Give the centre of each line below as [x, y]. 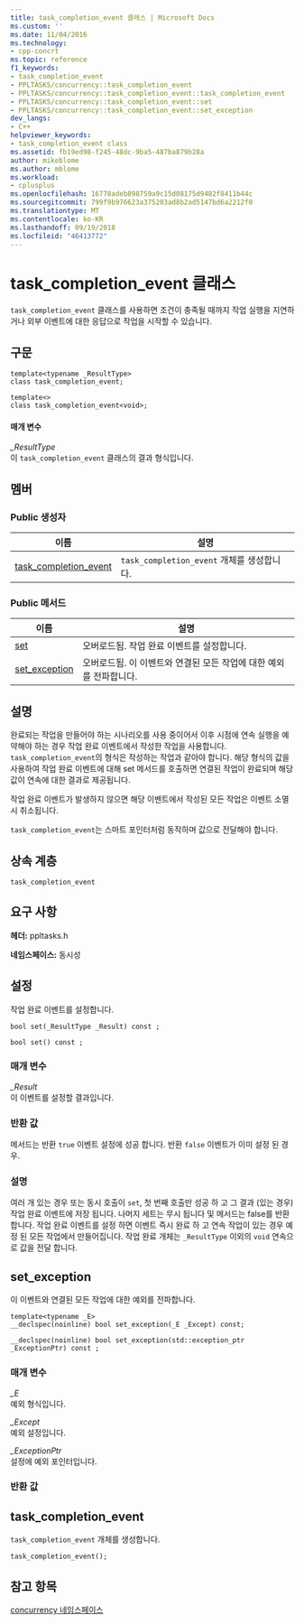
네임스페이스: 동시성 [46, 954]
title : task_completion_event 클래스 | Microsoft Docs [113, 18]
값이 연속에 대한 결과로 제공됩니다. [70, 780]
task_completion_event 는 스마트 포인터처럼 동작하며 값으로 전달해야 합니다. [144, 830]
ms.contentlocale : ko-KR [57, 219]
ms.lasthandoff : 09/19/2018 [63, 227]
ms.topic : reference [49, 60]
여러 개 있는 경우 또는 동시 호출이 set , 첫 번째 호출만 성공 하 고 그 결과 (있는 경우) [152, 1202]
